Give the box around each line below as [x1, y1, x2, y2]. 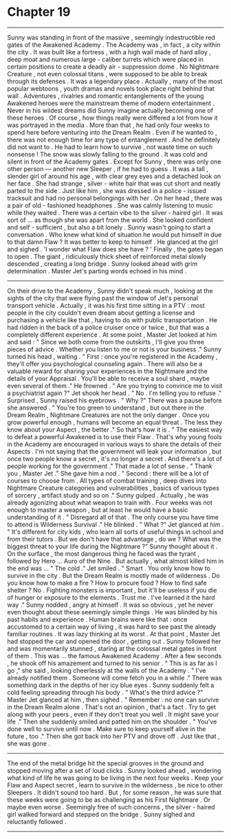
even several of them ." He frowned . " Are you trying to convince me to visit [7, 381, 223, 390]
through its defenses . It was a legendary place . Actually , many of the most [7, 77, 223, 85]
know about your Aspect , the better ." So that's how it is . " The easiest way [7, 425, 223, 434]
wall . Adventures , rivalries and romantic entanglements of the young [7, 91, 204, 100]
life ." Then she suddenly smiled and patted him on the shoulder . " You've [7, 717, 217, 726]
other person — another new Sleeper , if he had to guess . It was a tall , [7, 164, 208, 172]
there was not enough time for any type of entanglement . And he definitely [7, 135, 221, 144]
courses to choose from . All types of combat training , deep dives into [7, 476, 207, 484]
